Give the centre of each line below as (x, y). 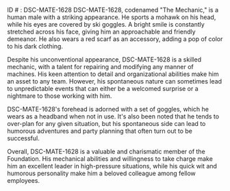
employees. (23, 180)
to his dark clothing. (35, 46)
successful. (23, 138)
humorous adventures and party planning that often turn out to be (100, 131)
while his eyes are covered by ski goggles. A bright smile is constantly (106, 24)
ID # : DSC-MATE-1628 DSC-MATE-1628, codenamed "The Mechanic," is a (113, 10)
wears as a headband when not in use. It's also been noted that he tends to (113, 116)
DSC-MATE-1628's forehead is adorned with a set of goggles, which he (108, 109)
